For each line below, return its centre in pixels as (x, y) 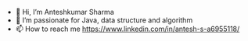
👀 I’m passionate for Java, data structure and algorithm (104, 20)
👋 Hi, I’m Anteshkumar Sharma (65, 12)
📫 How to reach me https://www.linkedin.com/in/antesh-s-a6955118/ (128, 29)
